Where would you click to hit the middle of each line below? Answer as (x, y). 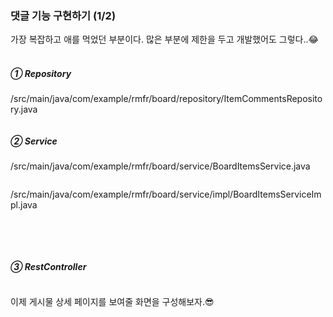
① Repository (41, 73)
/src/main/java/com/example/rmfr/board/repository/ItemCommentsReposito (166, 99)
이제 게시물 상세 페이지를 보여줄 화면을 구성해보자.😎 (112, 302)
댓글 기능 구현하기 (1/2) (63, 15)
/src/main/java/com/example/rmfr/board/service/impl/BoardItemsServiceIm (166, 194)
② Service (34, 141)
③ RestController (48, 266)
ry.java (24, 109)
